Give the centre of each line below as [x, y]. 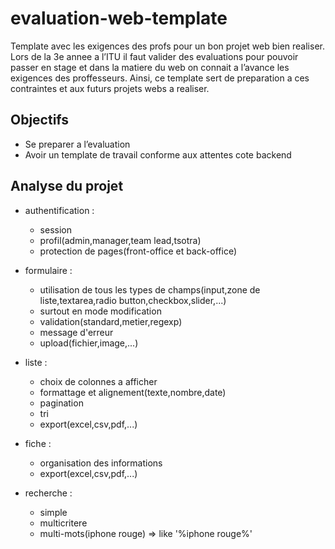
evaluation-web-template [119, 18]
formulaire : [48, 270]
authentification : [59, 210]
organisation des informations [101, 463]
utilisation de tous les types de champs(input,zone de [150, 289]
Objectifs [40, 120]
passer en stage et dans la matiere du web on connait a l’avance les [150, 67]
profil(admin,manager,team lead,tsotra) [120, 240]
